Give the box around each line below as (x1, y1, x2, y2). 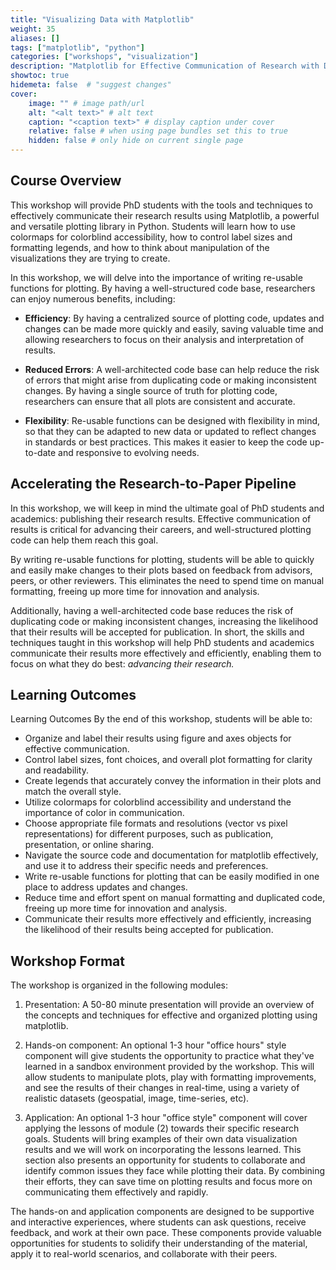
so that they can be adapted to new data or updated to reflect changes (24, 425, 317, 437)
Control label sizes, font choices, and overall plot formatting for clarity (24, 754, 313, 766)
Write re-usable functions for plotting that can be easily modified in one (24, 871, 320, 883)
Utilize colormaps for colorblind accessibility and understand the (24, 796, 292, 808)
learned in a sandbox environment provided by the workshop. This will (24, 1061, 315, 1073)
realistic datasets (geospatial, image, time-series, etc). (24, 1092, 250, 1105)
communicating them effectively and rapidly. (24, 1186, 209, 1198)
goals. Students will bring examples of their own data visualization (24, 1133, 298, 1145)
